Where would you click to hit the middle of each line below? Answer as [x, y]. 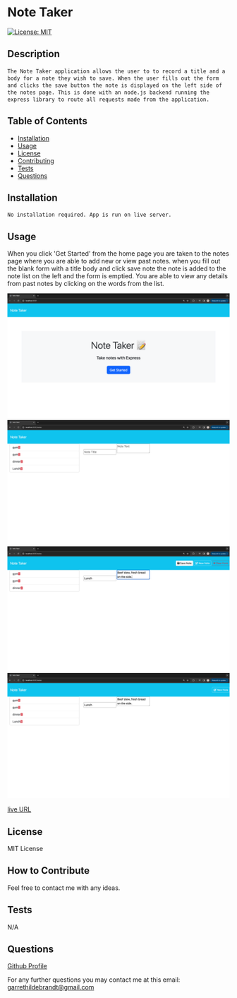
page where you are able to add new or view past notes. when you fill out [114, 261]
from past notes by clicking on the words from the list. [86, 284]
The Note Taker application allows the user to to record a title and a [116, 71]
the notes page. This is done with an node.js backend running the [109, 93]
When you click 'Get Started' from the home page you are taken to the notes [118, 254]
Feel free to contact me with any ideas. [64, 888]
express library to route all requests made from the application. [109, 100]
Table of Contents [48, 121]
